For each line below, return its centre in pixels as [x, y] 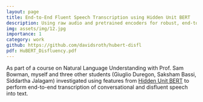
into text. [17, 93]
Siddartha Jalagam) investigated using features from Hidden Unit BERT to [98, 80]
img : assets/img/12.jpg [36, 28]
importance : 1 [24, 34]
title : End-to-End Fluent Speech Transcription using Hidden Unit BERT [98, 17]
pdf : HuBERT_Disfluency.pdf [42, 51]
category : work [25, 40]
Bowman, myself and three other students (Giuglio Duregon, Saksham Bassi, [101, 74]
